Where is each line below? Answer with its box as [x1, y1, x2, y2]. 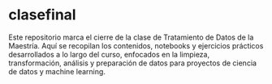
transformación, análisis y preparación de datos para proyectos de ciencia [8, 58, 257, 68]
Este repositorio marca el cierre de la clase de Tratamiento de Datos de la [8, 32, 254, 42]
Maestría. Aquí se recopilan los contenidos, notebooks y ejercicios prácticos [8, 40, 264, 50]
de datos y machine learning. [8, 66, 106, 76]
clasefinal [8, 6, 76, 24]
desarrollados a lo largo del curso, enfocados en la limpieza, [8, 49, 209, 59]
